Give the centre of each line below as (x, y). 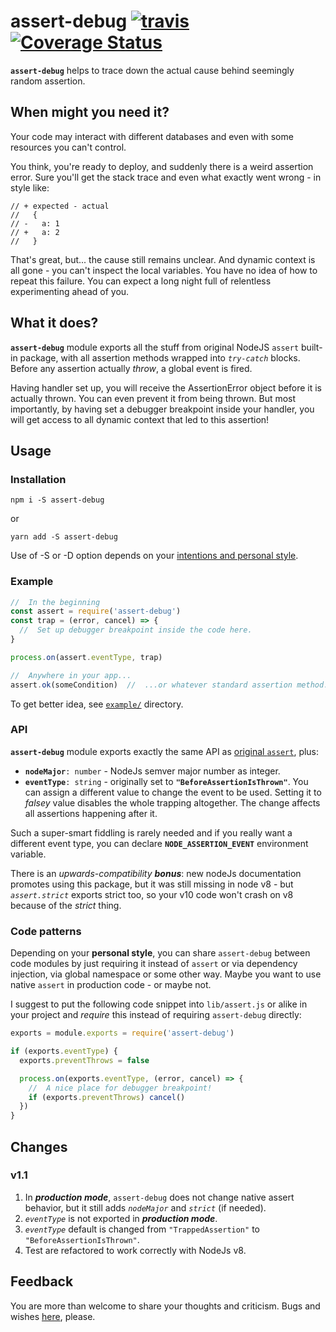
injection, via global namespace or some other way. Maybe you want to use (166, 974)
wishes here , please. (53, 1316)
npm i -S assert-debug (57, 500)
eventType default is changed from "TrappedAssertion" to (142, 1229)
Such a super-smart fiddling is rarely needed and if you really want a (151, 832)
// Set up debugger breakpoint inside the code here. (136, 630)
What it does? (54, 323)
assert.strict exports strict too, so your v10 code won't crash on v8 (152, 894)
